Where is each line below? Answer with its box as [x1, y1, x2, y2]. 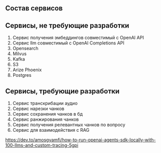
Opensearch [12, 45, 39, 52]
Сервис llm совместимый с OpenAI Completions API [12, 40, 125, 46]
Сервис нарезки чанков [12, 106, 65, 112]
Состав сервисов [5, 4, 63, 13]
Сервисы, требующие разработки [5, 87, 120, 95]
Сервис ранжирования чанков [12, 116, 79, 123]
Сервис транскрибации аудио [12, 100, 78, 107]
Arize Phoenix [12, 67, 42, 73]
